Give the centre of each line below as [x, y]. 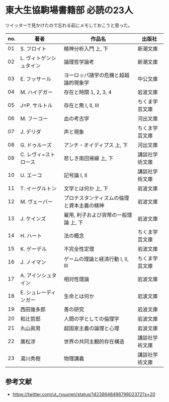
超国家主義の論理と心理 [92, 328]
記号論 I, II [75, 175]
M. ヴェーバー [36, 202]
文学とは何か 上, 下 [86, 188]
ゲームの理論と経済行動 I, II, [96, 259]
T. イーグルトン [38, 188]
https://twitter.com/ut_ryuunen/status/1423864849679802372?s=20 [84, 394]
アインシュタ [41, 275]
